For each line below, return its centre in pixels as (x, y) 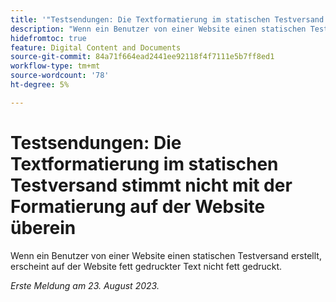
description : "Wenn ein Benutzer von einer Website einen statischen (158, 29)
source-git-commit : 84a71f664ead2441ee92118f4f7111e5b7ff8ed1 (142, 57)
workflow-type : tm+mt (55, 66)
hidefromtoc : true (48, 38)
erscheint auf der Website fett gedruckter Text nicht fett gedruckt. (146, 266)
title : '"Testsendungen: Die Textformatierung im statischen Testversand (167, 19)
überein (43, 227)
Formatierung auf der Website (138, 206)
